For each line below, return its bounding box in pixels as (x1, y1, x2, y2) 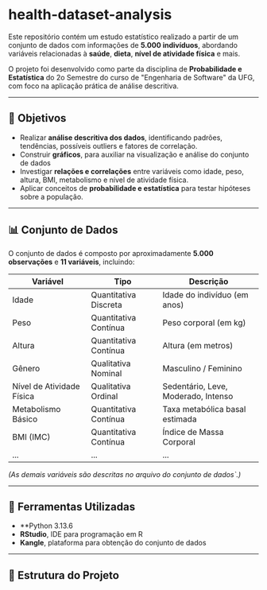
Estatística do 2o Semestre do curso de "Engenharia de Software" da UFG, (8, 72, 255, 82)
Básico (12, 413, 38, 425)
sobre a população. (19, 192, 83, 201)
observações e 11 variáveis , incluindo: (8, 257, 135, 266)
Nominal (91, 367, 122, 378)
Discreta (91, 299, 122, 310)
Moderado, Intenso (162, 390, 234, 402)
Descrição (188, 276, 229, 287)
